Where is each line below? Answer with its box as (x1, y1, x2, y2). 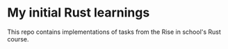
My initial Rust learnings (7, 5, 150, 21)
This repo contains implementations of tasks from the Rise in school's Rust (7, 28, 221, 36)
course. (7, 35, 29, 43)
